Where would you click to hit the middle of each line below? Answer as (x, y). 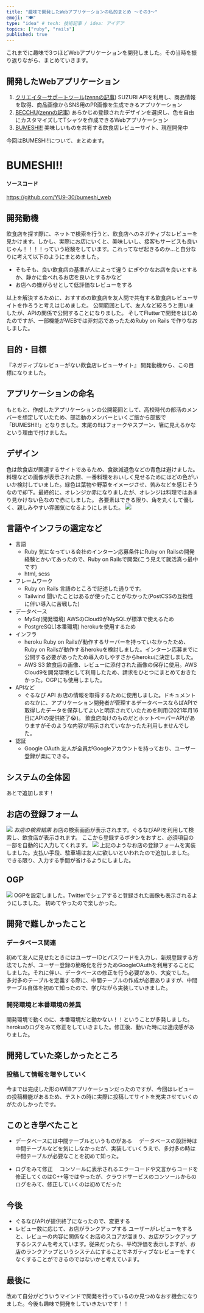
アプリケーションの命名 (50, 394)
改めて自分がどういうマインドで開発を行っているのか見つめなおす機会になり (102, 1296)
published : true (27, 35)
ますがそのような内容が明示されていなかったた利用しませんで (107, 726)
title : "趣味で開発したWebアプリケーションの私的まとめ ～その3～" (82, 12)
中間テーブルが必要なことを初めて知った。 (68, 1156)
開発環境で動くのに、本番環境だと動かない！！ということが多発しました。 (100, 1019)
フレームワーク (34, 581)
